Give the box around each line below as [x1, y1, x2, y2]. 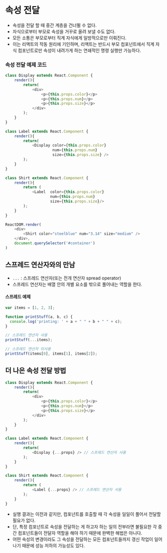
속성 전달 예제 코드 [5, 61, 47, 68]
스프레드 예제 [5, 294, 31, 300]
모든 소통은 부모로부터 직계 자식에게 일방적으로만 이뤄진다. [12, 35, 127, 41]
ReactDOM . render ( [5, 222, 42, 227]
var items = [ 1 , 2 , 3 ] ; [5, 305, 55, 310]
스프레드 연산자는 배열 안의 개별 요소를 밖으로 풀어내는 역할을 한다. [12, 281, 142, 287]
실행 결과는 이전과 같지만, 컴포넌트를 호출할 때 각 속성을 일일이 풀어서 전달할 [12, 511, 161, 517]
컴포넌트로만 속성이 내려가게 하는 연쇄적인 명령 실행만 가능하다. [18, 47, 141, 53]
